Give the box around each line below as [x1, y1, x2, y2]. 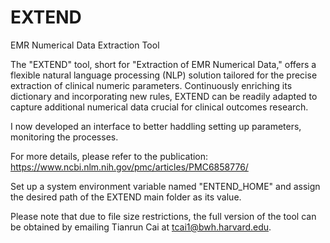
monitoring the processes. [10, 131, 119, 143]
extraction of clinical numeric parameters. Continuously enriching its [10, 79, 293, 91]
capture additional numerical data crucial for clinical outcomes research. [10, 101, 309, 113]
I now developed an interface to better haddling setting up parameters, [10, 120, 302, 132]
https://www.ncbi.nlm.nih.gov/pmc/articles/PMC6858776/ [10, 161, 249, 173]
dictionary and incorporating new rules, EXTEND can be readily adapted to [10, 90, 318, 102]
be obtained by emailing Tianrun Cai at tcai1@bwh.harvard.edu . [10, 221, 272, 233]
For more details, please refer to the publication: [10, 150, 209, 162]
